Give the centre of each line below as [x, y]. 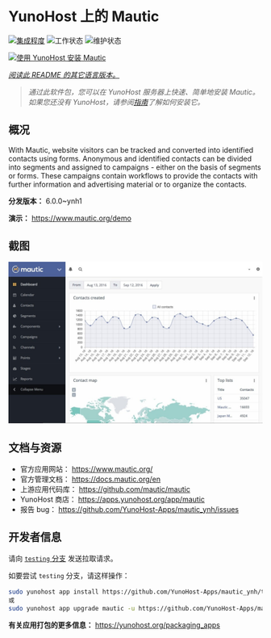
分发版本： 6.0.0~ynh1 [45, 201]
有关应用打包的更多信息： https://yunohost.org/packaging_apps [114, 625]
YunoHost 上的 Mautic [84, 17]
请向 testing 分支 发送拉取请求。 [63, 558]
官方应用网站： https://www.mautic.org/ [86, 468]
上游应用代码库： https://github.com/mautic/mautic [105, 489]
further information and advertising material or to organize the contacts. [128, 184]
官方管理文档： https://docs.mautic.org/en [90, 479]
